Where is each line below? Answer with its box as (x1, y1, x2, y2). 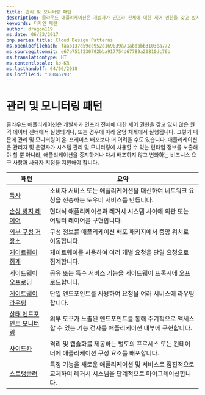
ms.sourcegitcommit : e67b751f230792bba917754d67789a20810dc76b (6, 49, 171, 55)
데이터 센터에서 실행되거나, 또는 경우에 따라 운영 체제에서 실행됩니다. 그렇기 (12, 129, 192, 136)
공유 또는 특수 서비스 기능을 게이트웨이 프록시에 (49, 269, 178, 277)
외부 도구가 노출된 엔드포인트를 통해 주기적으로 (49, 315, 176, 323)
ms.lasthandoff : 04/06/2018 (6, 65, 78, 72)
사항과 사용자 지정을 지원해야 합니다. (12, 159, 99, 166)
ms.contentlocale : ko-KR (6, 60, 70, 66)
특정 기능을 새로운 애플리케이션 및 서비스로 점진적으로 (49, 360, 195, 369)
